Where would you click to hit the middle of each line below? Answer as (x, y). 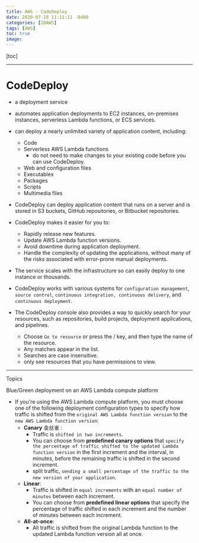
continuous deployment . (44, 301)
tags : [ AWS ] (21, 28)
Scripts (32, 187)
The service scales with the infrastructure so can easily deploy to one (100, 270)
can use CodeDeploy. (59, 161)
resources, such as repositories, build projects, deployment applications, (103, 318)
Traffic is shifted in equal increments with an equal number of (107, 490)
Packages (36, 180)
